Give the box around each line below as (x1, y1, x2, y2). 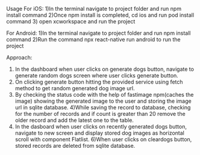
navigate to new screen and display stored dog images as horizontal (14, 129, 185, 136)
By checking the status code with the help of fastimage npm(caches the (14, 91, 194, 98)
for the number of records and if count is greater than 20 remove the (14, 111, 186, 117)
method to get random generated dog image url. (14, 85, 135, 92)
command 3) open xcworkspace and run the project (6, 18, 136, 25)
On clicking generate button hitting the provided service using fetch (14, 78, 183, 85)
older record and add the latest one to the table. (14, 117, 134, 124)
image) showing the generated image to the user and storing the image (14, 97, 192, 105)
